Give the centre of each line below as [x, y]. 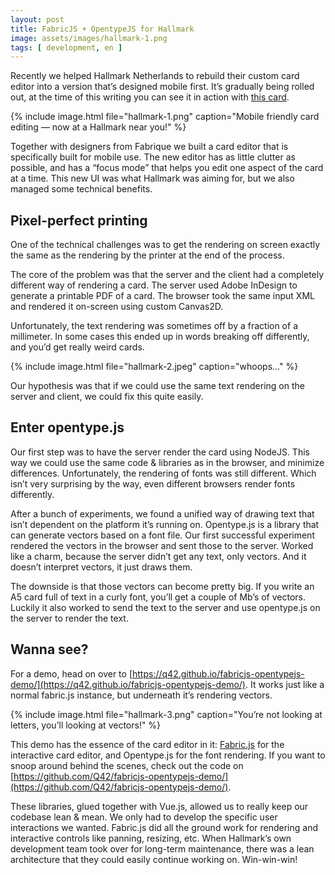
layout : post [37, 19]
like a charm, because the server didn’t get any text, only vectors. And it [158, 556]
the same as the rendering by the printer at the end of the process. [147, 255]
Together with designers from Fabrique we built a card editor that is [149, 147]
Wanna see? [49, 649]
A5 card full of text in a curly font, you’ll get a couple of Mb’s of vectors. [158, 597]
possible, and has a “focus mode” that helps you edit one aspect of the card [167, 168]
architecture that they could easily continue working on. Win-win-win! [154, 859]
